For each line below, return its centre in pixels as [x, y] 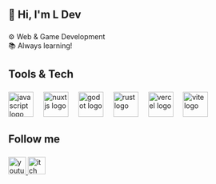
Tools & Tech [41, 74]
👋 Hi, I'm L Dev [45, 15]
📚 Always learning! [40, 46]
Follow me [34, 140]
